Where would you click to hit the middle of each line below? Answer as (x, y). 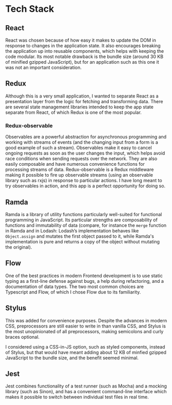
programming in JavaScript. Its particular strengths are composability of (81, 220)
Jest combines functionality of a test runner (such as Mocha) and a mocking (86, 386)
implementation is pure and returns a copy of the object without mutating (83, 241)
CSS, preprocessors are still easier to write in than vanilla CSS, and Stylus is (85, 326)
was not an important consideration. (44, 67)
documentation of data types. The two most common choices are (74, 286)
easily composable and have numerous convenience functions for (75, 164)
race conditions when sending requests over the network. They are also (81, 159)
